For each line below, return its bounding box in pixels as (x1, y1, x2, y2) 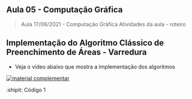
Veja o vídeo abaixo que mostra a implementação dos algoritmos (14, 63, 175, 70)
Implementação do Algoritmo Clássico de (6, 38, 164, 48)
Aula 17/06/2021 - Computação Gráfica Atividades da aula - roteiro (20, 20, 186, 27)
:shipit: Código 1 (6, 86, 46, 93)
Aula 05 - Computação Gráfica (6, 5, 123, 15)
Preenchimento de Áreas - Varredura (6, 47, 147, 57)
